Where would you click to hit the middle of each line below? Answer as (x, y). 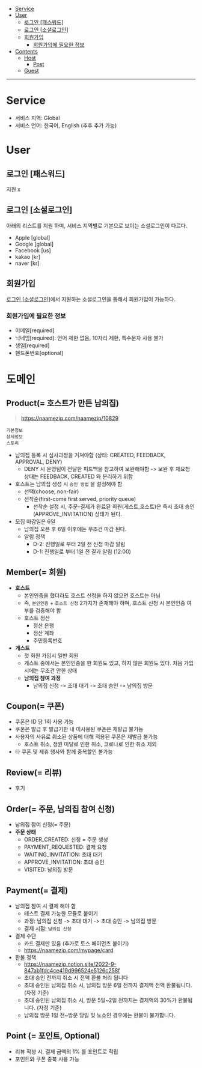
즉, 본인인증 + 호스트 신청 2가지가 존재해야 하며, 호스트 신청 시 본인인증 (105, 602)
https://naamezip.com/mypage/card (69, 950)
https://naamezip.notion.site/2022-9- (70, 964)
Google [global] (34, 244)
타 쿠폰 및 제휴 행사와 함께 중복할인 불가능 (64, 752)
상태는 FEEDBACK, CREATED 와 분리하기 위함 (78, 476)
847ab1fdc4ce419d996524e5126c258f (72, 970)
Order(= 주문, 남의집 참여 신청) (61, 809)
